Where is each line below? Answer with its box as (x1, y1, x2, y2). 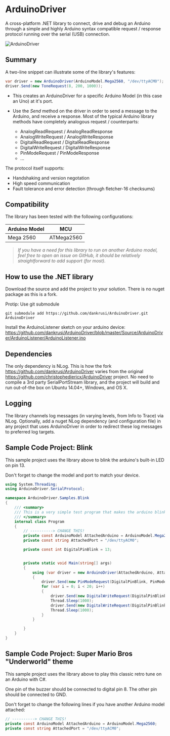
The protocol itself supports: (5, 165, 65, 171)
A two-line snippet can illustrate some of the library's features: (5, 69, 136, 75)
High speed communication (12, 180, 70, 186)
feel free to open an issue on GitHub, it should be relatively (17, 252, 141, 258)
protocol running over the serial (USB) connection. (5, 31, 110, 37)
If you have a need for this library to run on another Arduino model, (17, 247, 158, 253)
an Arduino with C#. (5, 676, 47, 682)
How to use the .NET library (5, 272, 94, 281)
